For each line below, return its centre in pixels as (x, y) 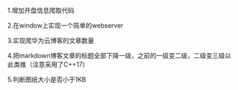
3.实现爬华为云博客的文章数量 (51, 40)
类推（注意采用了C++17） (51, 64)
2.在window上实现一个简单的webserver (65, 26)
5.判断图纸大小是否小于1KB (47, 79)
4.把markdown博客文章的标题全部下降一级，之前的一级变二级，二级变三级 (117, 56)
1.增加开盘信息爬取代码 (41, 10)
